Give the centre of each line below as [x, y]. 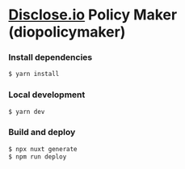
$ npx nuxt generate [43, 149]
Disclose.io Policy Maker [93, 15]
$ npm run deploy [38, 156]
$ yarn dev [27, 112]
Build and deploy [42, 133]
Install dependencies [50, 57]
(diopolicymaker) [67, 32]
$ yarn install [34, 74]
